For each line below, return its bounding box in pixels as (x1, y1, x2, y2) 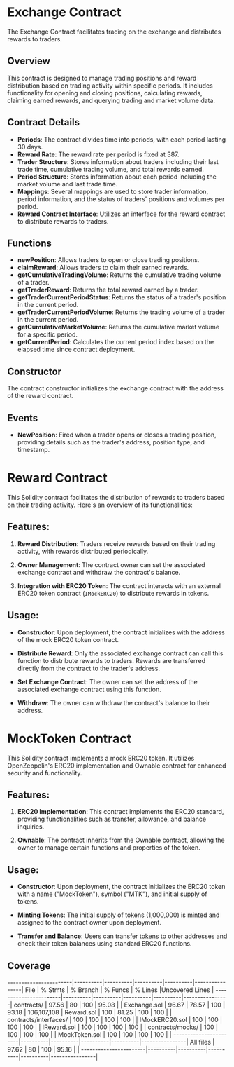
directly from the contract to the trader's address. (17, 664, 161, 672)
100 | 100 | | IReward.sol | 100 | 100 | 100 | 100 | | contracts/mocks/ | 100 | (7, 1023, 219, 1031)
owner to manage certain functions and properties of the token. (17, 843, 200, 852)
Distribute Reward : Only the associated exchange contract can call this (17, 649, 224, 658)
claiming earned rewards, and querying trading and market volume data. (7, 96, 215, 104)
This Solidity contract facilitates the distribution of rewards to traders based (7, 493, 225, 501)
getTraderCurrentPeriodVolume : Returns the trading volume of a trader (17, 308, 226, 316)
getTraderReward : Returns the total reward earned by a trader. (17, 285, 199, 294)
